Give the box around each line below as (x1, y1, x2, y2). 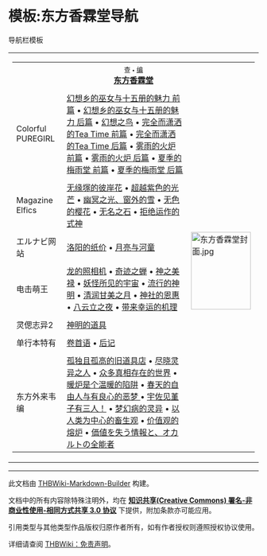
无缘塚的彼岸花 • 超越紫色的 (66, 182, 171, 193)
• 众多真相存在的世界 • (92, 367, 178, 378)
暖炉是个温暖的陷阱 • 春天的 (66, 379, 171, 390)
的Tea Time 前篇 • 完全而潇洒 (66, 128, 176, 139)
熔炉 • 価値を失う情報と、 (66, 426, 163, 437)
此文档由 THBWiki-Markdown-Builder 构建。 (8, 478, 153, 488)
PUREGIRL (16, 133, 56, 144)
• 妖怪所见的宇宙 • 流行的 (76, 278, 172, 289)
